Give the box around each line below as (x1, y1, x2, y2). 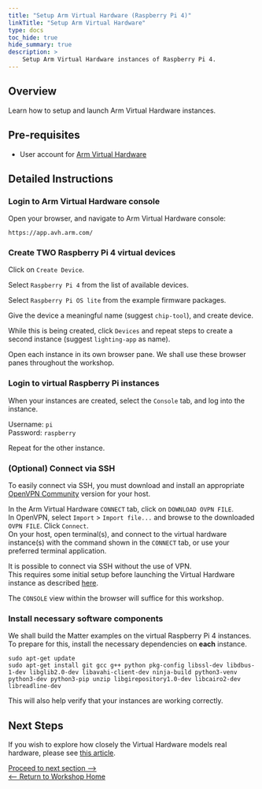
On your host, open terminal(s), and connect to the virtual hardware (8, 530, 227, 539)
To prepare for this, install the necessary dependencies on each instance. (8, 639, 248, 649)
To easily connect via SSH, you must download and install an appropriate (8, 481, 245, 490)
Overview (8, 84, 57, 99)
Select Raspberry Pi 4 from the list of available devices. (8, 281, 189, 290)
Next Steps (8, 719, 64, 732)
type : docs (8, 26, 44, 34)
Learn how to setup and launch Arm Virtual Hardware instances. (8, 106, 216, 115)
